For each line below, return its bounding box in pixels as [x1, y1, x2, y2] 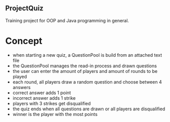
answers [12, 84, 31, 90]
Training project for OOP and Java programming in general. [5, 17, 129, 23]
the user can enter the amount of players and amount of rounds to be [12, 68, 158, 74]
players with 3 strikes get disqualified [12, 100, 91, 106]
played [12, 73, 27, 79]
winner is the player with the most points [12, 111, 98, 117]
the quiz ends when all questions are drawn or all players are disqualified [12, 106, 165, 112]
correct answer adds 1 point [12, 90, 71, 96]
